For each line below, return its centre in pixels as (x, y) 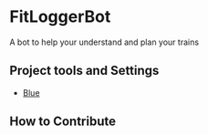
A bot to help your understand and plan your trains (104, 42)
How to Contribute (63, 122)
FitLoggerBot (60, 17)
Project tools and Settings (84, 71)
